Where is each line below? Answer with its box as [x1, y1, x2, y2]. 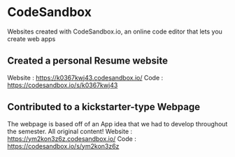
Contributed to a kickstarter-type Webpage [7, 101, 201, 113]
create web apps [7, 34, 56, 43]
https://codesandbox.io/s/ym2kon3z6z [7, 142, 120, 150]
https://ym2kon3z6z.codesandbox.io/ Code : [7, 134, 136, 143]
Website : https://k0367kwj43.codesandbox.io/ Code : [7, 73, 164, 82]
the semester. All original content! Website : [7, 127, 133, 135]
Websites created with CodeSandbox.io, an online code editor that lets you [7, 27, 222, 36]
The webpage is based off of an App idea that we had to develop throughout [7, 119, 228, 128]
